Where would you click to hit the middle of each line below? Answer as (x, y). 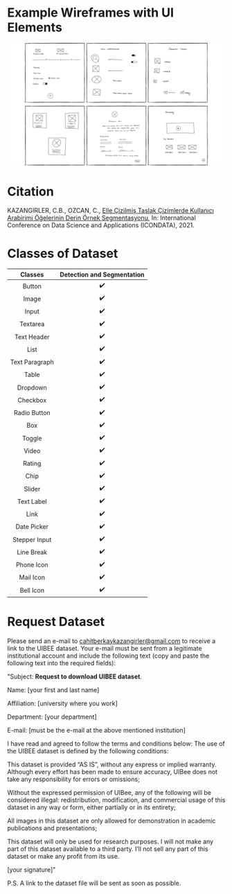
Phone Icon (32, 565)
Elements (35, 27)
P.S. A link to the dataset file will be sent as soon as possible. (94, 883)
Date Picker (32, 527)
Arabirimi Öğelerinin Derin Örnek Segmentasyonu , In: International (101, 218)
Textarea (32, 324)
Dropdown (32, 387)
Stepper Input (32, 539)
